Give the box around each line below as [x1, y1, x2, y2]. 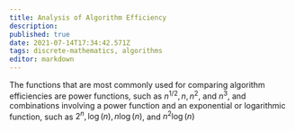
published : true [9, 30, 70, 39]
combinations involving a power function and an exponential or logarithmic [9, 100, 286, 110]
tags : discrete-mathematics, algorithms [9, 47, 164, 56]
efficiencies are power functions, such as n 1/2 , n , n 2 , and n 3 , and [9, 89, 246, 101]
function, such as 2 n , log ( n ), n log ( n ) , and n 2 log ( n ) [9, 109, 195, 122]
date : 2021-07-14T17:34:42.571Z [9, 38, 130, 48]
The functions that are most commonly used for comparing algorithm [9, 80, 265, 90]
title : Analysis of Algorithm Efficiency [9, 13, 167, 22]
